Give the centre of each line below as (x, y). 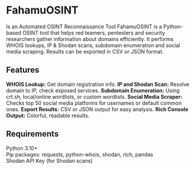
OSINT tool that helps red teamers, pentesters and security (94, 32)
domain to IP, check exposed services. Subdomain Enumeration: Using (93, 90)
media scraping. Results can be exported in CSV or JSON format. (85, 51)
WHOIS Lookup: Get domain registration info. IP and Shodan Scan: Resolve (98, 84)
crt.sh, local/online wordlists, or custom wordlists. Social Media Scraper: (94, 96)
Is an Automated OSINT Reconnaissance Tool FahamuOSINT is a (84, 26)
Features (23, 70)
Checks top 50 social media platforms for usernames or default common (94, 103)
